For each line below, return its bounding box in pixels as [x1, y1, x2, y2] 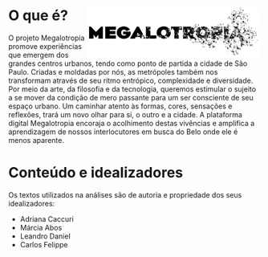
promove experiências [8, 41, 83, 51]
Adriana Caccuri [19, 214, 74, 223]
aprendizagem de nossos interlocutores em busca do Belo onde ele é [8, 127, 238, 137]
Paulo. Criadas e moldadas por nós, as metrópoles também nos [8, 67, 218, 76]
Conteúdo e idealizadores [8, 164, 183, 182]
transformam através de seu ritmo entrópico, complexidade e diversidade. [8, 75, 254, 85]
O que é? [8, 6, 68, 25]
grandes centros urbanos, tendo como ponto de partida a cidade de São [8, 59, 248, 68]
